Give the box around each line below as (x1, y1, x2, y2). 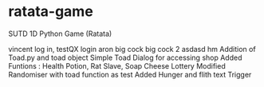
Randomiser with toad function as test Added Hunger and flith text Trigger (8, 69, 252, 79)
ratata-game (8, 2, 93, 21)
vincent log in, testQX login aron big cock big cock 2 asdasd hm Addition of (8, 44, 257, 53)
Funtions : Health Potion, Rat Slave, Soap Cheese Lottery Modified (8, 61, 226, 70)
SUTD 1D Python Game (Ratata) (8, 29, 112, 38)
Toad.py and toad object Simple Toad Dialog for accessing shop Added (8, 53, 242, 62)
